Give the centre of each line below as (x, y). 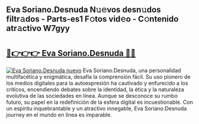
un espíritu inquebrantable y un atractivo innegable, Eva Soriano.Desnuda (97, 108)
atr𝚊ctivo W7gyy (38, 28)
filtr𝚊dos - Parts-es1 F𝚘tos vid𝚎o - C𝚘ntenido (92, 19)
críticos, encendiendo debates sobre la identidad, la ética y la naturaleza (95, 89)
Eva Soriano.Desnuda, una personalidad (132, 70)
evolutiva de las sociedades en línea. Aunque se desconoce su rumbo (92, 96)
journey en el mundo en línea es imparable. (59, 115)
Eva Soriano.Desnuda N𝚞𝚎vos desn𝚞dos (84, 10)
